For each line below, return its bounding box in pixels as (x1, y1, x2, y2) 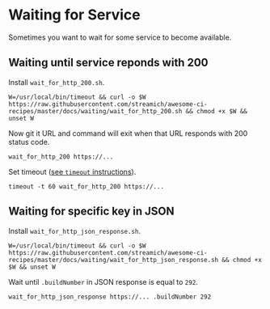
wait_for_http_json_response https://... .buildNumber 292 (8, 293, 212, 301)
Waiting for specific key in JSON (8, 205, 175, 218)
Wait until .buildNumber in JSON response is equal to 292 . (8, 277, 198, 286)
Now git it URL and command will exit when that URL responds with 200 (8, 128, 248, 138)
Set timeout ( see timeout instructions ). (8, 167, 137, 176)
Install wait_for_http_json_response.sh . (8, 226, 141, 235)
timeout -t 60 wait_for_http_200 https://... (8, 182, 164, 191)
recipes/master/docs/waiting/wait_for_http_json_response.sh (8, 256, 219, 264)
